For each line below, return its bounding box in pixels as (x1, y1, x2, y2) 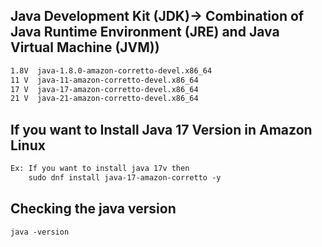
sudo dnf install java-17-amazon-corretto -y (28, 173, 222, 183)
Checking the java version (10, 200, 177, 218)
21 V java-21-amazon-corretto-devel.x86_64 (10, 94, 199, 104)
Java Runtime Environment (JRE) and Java (10, 24, 280, 41)
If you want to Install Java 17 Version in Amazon (10, 121, 313, 138)
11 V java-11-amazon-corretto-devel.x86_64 (10, 75, 199, 85)
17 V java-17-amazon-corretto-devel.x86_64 (10, 84, 199, 94)
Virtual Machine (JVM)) (10, 39, 160, 56)
